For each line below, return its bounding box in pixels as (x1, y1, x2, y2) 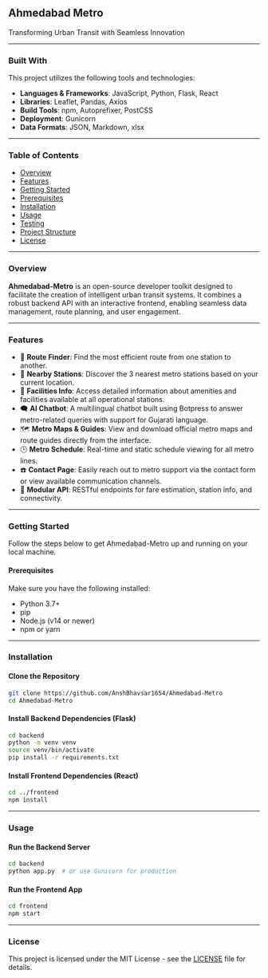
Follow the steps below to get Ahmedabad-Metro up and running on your (8, 538, 248, 549)
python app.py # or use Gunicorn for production (8, 867, 177, 876)
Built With (8, 55, 48, 66)
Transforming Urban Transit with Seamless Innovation (8, 27, 185, 37)
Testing (19, 219, 45, 228)
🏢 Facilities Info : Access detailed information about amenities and (19, 386, 237, 396)
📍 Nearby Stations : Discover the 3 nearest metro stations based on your (19, 369, 259, 378)
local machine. (8, 547, 57, 557)
